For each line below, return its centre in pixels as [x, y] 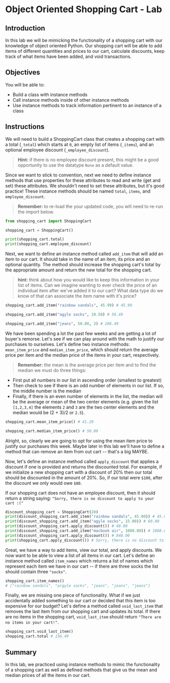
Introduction [25, 28]
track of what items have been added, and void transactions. [68, 56]
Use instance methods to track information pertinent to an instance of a [87, 105]
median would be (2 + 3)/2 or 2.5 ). [49, 412]
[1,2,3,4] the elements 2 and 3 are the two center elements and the [83, 407]
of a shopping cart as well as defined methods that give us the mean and [81, 670]
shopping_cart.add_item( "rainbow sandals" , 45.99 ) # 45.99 [69, 305]
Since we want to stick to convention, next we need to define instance [78, 175]
